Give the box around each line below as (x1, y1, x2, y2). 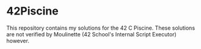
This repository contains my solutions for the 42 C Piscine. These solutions (6, 24, 196, 31)
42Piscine (6, 4, 59, 18)
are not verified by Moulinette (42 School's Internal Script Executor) (6, 30, 177, 38)
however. (6, 37, 29, 44)
